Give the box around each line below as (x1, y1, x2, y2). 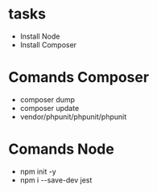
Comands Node (8, 140, 114, 158)
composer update (19, 103, 80, 113)
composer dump (19, 94, 75, 105)
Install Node (19, 31, 60, 41)
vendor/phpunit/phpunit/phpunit (19, 112, 127, 121)
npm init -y (19, 166, 56, 176)
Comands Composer (8, 68, 150, 87)
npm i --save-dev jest (19, 175, 93, 185)
